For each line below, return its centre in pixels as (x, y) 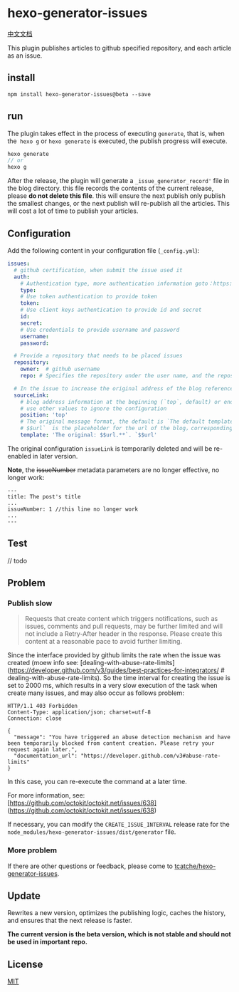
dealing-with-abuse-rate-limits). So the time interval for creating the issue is (119, 678)
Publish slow (30, 603)
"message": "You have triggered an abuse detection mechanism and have (122, 737)
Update (24, 896)
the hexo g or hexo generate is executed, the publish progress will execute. (117, 141)
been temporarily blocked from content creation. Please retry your (111, 743)
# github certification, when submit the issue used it (98, 270)
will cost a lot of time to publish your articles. (73, 211)
